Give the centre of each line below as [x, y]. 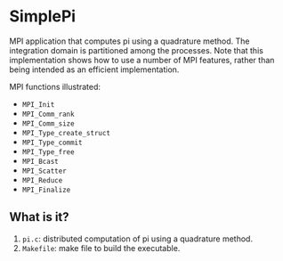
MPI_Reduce [42, 180]
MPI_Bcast [40, 161]
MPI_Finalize [46, 190]
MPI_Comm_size [48, 123]
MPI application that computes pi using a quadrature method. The [129, 41]
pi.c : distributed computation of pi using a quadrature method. [137, 239]
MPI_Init [38, 104]
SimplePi [43, 16]
